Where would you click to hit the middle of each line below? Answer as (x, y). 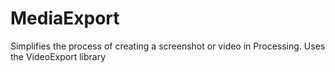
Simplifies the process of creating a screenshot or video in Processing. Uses (168, 46)
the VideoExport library (58, 56)
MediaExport (65, 18)
